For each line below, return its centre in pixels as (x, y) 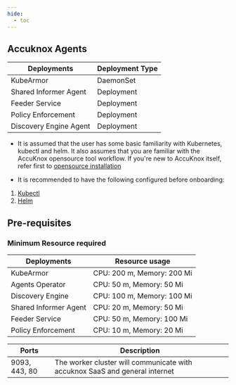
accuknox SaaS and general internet (114, 371)
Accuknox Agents (47, 49)
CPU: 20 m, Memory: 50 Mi (138, 307)
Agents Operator (38, 284)
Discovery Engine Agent (51, 126)
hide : (15, 14)
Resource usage (143, 261)
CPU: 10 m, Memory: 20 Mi (138, 330)
